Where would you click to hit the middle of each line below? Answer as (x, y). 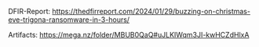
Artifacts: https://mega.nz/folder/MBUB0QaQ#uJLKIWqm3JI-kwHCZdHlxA (129, 35)
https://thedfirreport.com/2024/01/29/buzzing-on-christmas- (151, 11)
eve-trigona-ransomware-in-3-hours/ (69, 20)
